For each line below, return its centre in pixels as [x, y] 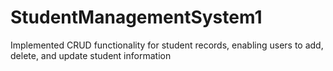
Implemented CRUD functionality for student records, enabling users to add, [167, 45]
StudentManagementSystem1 [136, 17]
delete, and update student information [91, 55]
